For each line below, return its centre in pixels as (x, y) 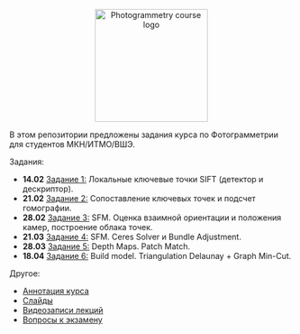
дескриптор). (48, 189)
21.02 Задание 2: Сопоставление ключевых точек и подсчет (139, 198)
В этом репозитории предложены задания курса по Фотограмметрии (144, 135)
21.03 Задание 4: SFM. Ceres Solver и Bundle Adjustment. (132, 237)
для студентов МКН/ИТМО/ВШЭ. (72, 144)
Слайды (38, 301)
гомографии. (47, 208)
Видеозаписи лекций (63, 310)
